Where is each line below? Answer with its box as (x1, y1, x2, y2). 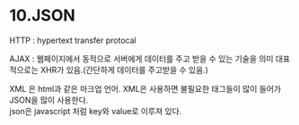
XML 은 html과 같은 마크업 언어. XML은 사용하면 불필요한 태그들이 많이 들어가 (9, 83, 281, 94)
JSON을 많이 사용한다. (9, 95, 89, 105)
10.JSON (9, 5, 76, 26)
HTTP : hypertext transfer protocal (9, 35, 136, 46)
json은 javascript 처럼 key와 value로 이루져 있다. (9, 105, 182, 116)
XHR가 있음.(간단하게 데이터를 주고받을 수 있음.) (40, 64, 209, 75)
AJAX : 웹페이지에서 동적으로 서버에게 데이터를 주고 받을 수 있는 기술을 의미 (9, 53, 274, 63)
